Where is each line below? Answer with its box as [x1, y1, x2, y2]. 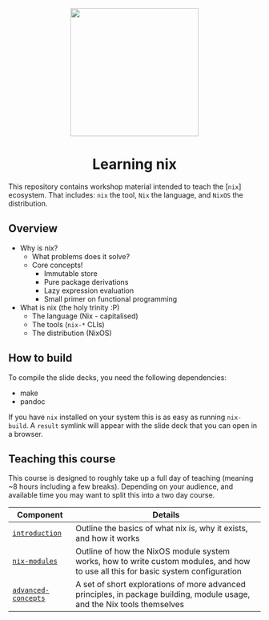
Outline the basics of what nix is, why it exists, [75, 523, 248, 534]
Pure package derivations [43, 277, 129, 286]
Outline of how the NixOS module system [75, 546, 231, 557]
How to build [8, 351, 73, 365]
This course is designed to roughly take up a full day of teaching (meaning [8, 474, 254, 483]
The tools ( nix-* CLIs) [31, 319, 106, 329]
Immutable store [43, 268, 98, 278]
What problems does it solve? [31, 251, 130, 261]
